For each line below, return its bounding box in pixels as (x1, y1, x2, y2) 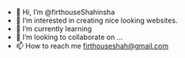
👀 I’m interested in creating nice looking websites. (15, 16, 178, 25)
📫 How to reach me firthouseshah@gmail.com (15, 42, 168, 50)
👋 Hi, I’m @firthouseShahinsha (15, 8, 115, 16)
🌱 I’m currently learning (15, 24, 92, 33)
